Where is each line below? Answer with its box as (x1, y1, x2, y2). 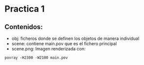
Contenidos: (4, 23, 43, 31)
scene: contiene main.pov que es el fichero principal (11, 41, 117, 47)
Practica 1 (4, 3, 45, 15)
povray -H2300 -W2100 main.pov (4, 55, 68, 60)
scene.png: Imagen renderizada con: (11, 46, 86, 51)
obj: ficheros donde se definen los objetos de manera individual (11, 35, 140, 41)
